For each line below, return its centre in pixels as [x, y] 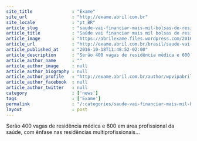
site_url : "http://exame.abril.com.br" [77, 17]
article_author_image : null [47, 66]
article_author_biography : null [47, 71]
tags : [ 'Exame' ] [53, 98]
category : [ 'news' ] [52, 93]
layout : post [47, 109]
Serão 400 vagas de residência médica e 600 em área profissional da [90, 126]
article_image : [40, 39]
